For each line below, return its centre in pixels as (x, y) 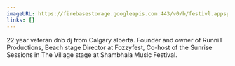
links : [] (21, 20)
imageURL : (21, 14)
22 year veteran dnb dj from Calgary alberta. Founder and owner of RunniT (115, 40)
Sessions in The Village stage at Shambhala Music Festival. (92, 55)
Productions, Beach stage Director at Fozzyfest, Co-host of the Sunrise (109, 47)
